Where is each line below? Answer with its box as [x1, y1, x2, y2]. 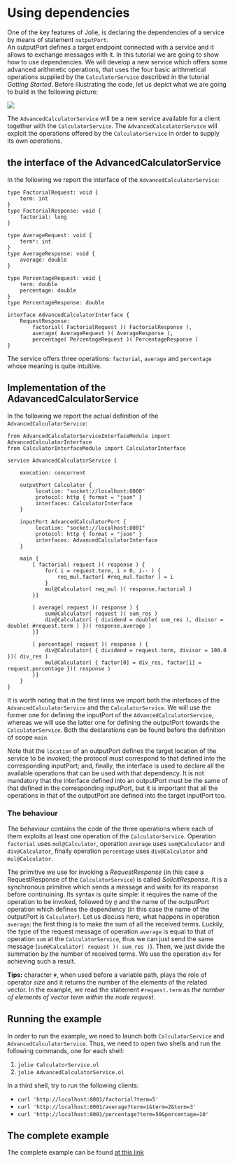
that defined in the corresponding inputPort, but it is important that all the [7, 784, 218, 792]
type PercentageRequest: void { [7, 274, 101, 281]
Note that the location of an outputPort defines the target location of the [7, 747, 217, 755]
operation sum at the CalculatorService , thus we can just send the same [7, 934, 214, 943]
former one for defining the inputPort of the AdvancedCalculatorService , [7, 710, 215, 719]
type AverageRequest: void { [7, 232, 92, 239]
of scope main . [7, 733, 49, 741]
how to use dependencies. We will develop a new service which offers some [7, 57, 228, 66]
